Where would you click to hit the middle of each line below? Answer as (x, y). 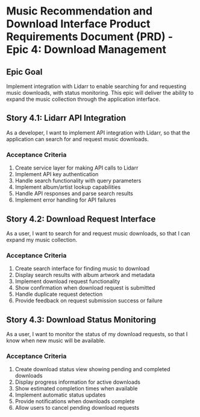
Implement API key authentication (57, 174)
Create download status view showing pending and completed (92, 369)
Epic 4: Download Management (86, 50)
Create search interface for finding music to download (82, 269)
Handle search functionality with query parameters (78, 181)
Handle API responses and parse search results (74, 194)
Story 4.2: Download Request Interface (81, 219)
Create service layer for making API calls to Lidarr (77, 168)
